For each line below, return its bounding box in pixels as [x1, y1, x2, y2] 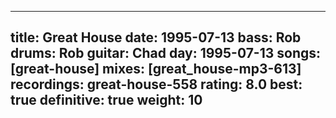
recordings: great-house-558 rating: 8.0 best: [10, 76, 303, 93]
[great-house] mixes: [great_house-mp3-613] [10, 61, 302, 78]
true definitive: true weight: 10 [10, 92, 203, 109]
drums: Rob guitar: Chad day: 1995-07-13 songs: [10, 45, 322, 62]
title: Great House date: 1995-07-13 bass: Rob [10, 29, 302, 46]
